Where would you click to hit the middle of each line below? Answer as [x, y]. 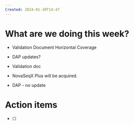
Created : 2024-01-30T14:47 [32, 10]
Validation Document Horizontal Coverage [54, 47]
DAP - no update [29, 85]
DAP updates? [26, 57]
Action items [31, 105]
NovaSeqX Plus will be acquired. [45, 76]
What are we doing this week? [67, 33]
